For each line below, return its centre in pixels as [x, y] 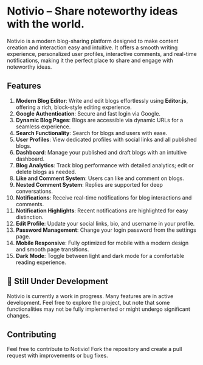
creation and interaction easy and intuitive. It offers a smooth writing [92, 47]
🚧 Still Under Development [58, 281]
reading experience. [41, 262]
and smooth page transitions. [52, 249]
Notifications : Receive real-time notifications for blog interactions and [104, 197]
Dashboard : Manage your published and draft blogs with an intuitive [101, 152]
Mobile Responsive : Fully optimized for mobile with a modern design [102, 243]
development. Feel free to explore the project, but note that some [88, 302]
